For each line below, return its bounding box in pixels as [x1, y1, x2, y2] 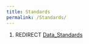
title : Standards [6, 8, 51, 15]
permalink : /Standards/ [6, 14, 67, 20]
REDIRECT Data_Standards [15, 31, 83, 38]
